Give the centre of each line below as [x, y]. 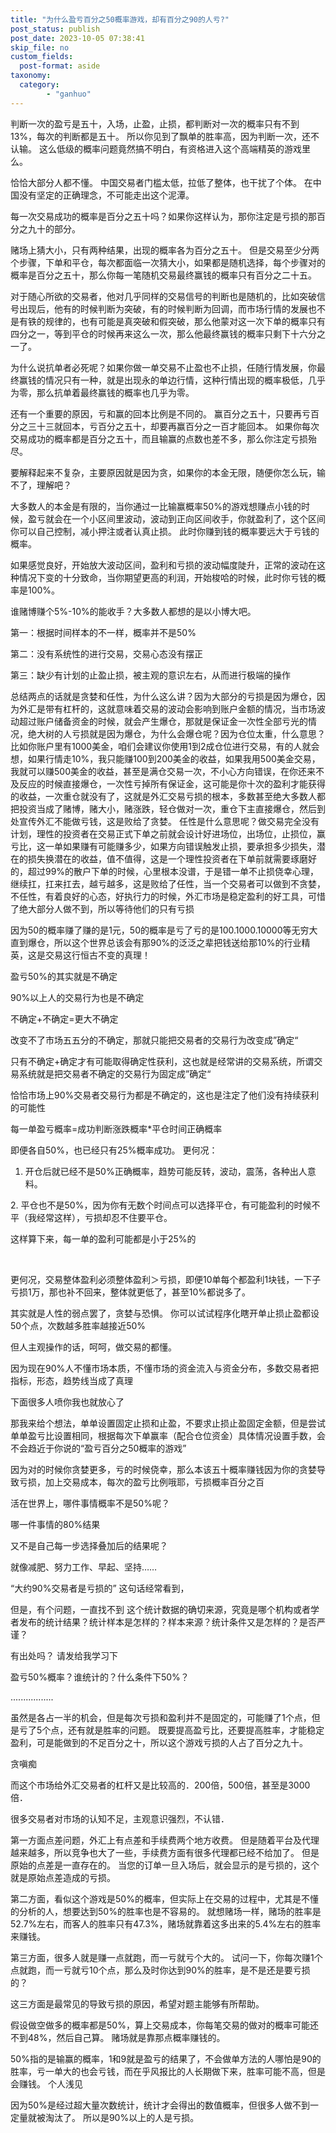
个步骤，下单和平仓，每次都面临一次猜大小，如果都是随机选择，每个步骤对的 [168, 262]
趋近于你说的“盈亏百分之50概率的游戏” [107, 1448]
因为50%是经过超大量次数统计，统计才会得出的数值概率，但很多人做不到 [160, 2105]
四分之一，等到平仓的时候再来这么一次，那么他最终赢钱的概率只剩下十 [155, 333]
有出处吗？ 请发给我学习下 [64, 1655]
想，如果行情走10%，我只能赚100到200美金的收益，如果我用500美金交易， [165, 758]
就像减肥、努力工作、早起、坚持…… [84, 1567]
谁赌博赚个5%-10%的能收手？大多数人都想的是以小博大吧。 [133, 611]
